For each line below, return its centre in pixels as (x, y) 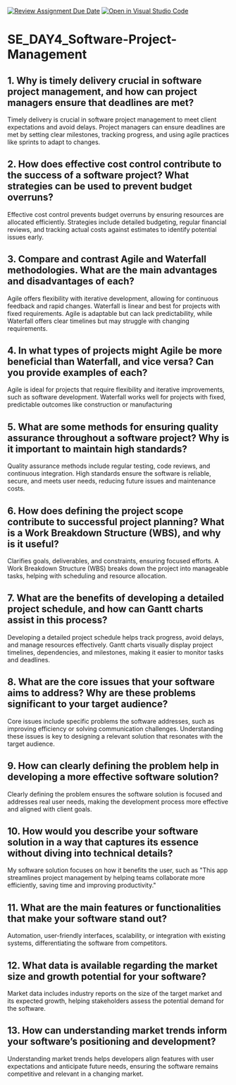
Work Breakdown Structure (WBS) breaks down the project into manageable (118, 568)
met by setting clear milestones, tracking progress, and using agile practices (118, 135)
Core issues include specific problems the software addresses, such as (111, 721)
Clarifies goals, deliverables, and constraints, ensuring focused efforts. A (113, 561)
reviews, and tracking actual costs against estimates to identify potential (112, 229)
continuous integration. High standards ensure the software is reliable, (109, 474)
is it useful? (33, 544)
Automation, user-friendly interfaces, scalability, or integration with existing (117, 936)
